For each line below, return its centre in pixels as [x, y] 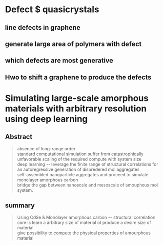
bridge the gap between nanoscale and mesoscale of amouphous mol [87, 185]
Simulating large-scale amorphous [77, 98]
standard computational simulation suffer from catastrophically [80, 154]
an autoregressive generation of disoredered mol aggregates [78, 169]
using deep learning [46, 119]
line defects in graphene [43, 28]
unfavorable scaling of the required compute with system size [79, 159]
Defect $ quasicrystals [52, 10]
